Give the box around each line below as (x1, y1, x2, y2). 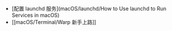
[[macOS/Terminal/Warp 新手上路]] (11, 19, 97, 25)
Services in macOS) (11, 12, 60, 19)
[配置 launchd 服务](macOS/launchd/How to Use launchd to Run (11, 5, 167, 12)
